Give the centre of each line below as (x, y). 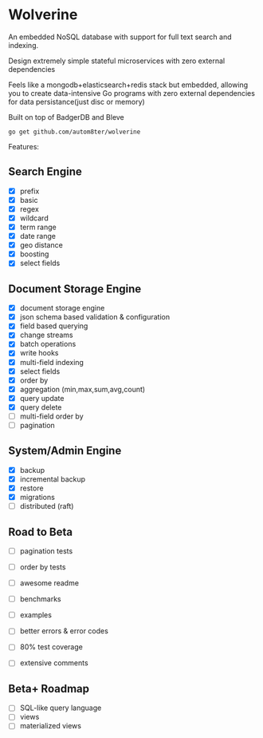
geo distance (41, 245)
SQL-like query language (61, 708)
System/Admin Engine (65, 451)
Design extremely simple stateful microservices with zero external (117, 61)
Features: (24, 146)
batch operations (48, 344)
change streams (46, 335)
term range (38, 227)
